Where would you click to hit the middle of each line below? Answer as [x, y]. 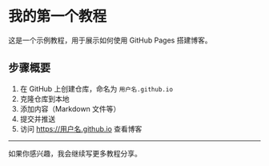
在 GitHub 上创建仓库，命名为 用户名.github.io [96, 88]
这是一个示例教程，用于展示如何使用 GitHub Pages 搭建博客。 [110, 40]
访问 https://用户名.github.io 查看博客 [81, 128]
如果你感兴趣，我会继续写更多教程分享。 [75, 153]
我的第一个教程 [58, 16]
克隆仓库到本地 [44, 99]
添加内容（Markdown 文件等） [70, 108]
